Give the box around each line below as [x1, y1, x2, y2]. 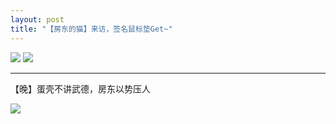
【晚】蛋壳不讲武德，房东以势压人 [10, 82, 151, 95]
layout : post [10, 14, 65, 25]
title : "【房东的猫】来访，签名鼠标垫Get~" [10, 24, 173, 34]
